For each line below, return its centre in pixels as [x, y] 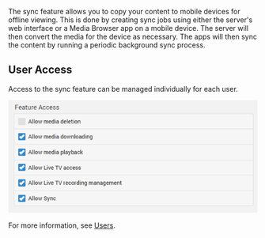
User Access [40, 70]
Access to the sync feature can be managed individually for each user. [123, 89]
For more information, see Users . [62, 225]
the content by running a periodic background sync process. [107, 45]
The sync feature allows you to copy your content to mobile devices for [124, 11]
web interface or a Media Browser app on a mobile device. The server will [129, 28]
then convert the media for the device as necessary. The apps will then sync [132, 36]
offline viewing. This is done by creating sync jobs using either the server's [131, 20]
